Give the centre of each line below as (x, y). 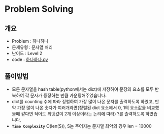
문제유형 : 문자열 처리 (32, 47)
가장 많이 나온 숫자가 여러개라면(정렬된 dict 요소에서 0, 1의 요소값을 (82, 107)
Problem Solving (39, 9)
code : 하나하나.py (30, 59)
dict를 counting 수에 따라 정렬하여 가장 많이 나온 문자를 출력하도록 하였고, (83, 101)
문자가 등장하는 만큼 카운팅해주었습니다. (68, 95)
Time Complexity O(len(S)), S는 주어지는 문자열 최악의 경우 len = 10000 (82, 126)
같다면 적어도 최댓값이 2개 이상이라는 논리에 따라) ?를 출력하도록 (83, 113)
